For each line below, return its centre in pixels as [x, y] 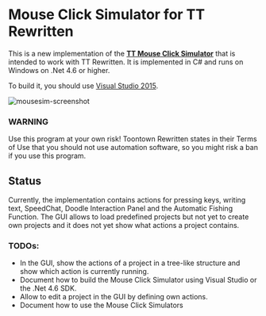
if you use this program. [47, 156]
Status [25, 181]
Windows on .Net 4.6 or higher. [59, 70]
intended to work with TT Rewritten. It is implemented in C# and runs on [126, 62]
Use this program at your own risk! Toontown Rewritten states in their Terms [133, 139]
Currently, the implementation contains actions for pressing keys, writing [127, 200]
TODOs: [24, 245]
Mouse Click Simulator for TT [106, 15]
